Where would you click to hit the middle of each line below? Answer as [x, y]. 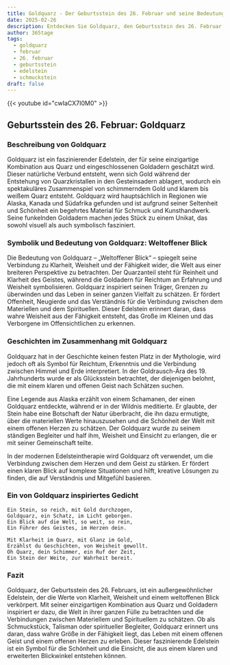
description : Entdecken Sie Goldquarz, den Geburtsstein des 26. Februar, [116, 26]
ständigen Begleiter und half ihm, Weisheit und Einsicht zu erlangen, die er [112, 435]
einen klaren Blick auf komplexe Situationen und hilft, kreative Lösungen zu [113, 471]
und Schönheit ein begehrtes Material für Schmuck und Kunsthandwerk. [109, 210]
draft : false [26, 84]
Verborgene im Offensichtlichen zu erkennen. [71, 324]
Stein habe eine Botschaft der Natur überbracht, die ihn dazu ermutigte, [108, 414]
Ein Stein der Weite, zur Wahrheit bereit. [70, 558]
